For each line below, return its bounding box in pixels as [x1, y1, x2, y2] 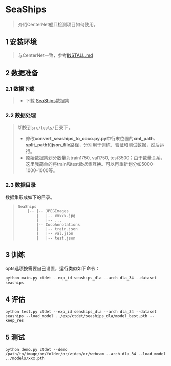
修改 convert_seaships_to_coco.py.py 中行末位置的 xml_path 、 [25, 135, 159, 141]
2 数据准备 [5, 69, 38, 77]
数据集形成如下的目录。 [5, 194, 55, 200]
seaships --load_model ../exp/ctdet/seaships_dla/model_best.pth [5, 313, 147, 318]
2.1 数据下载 [5, 85, 35, 93]
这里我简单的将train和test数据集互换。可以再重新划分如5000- [25, 161, 155, 167]
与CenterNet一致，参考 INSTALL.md [17, 52, 93, 58]
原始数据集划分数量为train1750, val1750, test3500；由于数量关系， [25, 155, 165, 161]
